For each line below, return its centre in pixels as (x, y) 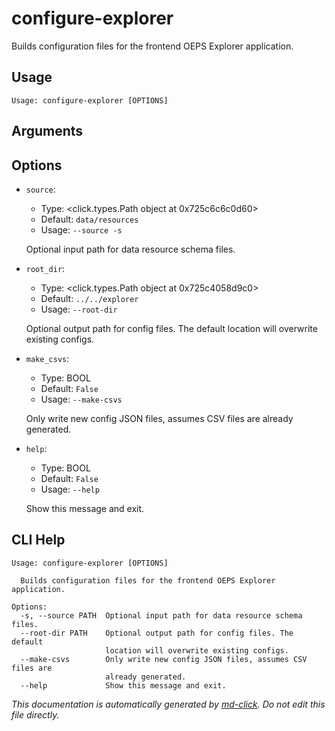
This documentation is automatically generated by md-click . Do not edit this (168, 704)
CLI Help (38, 540)
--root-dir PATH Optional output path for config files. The (157, 633)
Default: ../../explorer (89, 298)
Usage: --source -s (81, 229)
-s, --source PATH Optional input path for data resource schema (161, 615)
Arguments (47, 131)
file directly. (35, 714)
